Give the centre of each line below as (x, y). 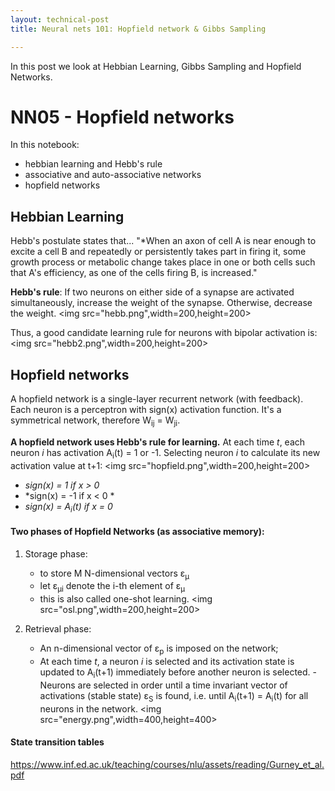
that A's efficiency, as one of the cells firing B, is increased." (134, 273)
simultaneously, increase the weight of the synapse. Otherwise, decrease (161, 303)
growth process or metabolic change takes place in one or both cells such (163, 262)
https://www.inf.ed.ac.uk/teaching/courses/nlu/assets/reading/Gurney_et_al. (167, 764)
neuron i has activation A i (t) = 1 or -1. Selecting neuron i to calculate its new (165, 453)
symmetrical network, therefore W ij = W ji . (95, 421)
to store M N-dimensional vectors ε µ (114, 574)
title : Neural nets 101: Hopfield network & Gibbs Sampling (138, 29)
